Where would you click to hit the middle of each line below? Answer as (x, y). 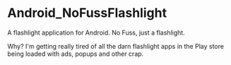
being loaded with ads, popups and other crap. (76, 54)
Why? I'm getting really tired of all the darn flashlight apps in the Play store (116, 46)
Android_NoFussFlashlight (87, 13)
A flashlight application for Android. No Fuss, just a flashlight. (96, 32)
